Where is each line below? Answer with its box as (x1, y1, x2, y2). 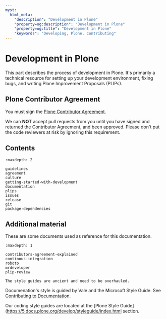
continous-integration (5, 257, 53, 262)
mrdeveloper (5, 265, 30, 270)
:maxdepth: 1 (5, 243, 33, 249)
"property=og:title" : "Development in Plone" (14, 26, 112, 31)
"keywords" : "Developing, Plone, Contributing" (14, 31, 116, 36)
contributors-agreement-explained (5, 252, 78, 257)
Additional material (5, 220, 67, 228)
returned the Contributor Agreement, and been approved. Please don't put (5, 124, 160, 130)
